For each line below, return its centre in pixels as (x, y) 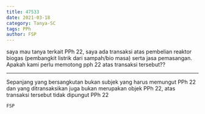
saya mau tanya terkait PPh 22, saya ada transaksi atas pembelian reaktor (99, 52)
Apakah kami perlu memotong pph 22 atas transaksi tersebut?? (86, 65)
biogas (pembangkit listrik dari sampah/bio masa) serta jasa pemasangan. (99, 58)
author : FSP (21, 35)
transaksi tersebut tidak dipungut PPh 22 (58, 95)
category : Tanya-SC (31, 23)
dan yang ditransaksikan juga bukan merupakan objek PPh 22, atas (91, 89)
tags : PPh (19, 29)
